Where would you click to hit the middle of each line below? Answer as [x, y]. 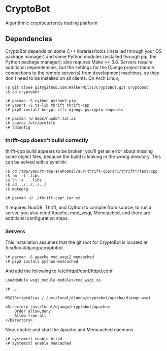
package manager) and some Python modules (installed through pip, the [81, 56]
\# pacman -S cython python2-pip [41, 101]
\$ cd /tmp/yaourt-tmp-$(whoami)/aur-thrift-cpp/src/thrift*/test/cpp [81, 171]
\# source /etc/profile [30, 123]
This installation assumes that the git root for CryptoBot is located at [77, 242]
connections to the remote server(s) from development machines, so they [82, 73]
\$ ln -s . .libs [24, 180]
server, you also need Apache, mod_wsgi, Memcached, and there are [78, 213]
